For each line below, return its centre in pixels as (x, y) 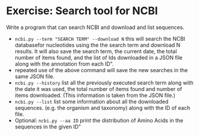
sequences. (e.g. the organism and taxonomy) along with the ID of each (102, 108)
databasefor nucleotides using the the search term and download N (97, 45)
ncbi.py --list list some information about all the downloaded (91, 101)
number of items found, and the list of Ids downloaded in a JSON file (99, 57)
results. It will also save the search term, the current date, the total (96, 51)
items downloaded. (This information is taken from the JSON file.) (95, 95)
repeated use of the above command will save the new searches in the (101, 70)
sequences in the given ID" (48, 127)
